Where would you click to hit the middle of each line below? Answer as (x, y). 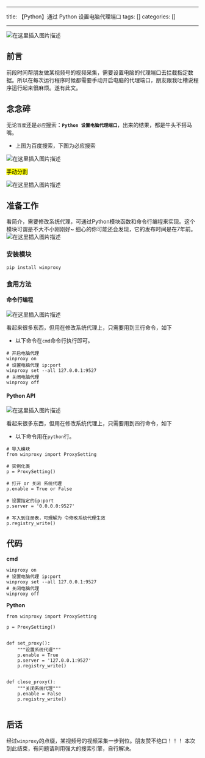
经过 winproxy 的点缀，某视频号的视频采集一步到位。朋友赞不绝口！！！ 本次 (101, 741)
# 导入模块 (18, 449)
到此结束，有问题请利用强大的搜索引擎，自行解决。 (70, 748)
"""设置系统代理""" (39, 650)
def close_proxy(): (31, 682)
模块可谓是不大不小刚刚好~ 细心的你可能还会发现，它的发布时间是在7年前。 (101, 229)
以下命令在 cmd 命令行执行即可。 (54, 340)
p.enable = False (39, 694)
